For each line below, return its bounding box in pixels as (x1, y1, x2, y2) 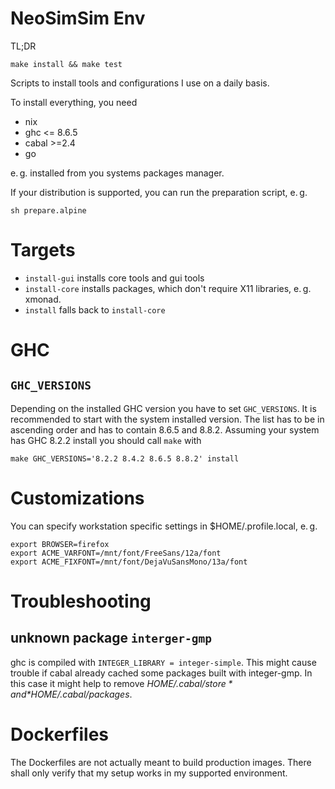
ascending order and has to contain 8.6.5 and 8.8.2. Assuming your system (10, 423, 320, 436)
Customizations (10, 487, 145, 510)
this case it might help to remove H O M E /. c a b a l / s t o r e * (10, 677, 233, 689)
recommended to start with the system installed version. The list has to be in (10, 413, 325, 425)
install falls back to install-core (24, 303, 166, 316)
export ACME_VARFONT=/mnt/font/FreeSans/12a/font (10, 548, 222, 558)
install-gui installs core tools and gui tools (24, 272, 205, 284)
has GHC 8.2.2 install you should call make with (10, 434, 202, 446)
